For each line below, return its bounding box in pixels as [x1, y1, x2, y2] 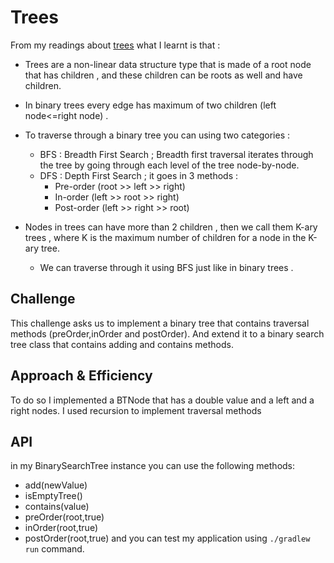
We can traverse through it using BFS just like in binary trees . [39, 261, 294, 273]
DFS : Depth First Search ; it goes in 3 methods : [39, 169, 239, 181]
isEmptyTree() [24, 490, 83, 502]
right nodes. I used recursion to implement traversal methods [10, 404, 262, 416]
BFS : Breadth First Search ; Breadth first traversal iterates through [39, 148, 314, 160]
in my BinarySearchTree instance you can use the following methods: [10, 460, 296, 472]
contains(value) [24, 501, 90, 513]
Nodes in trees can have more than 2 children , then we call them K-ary [24, 221, 318, 233]
